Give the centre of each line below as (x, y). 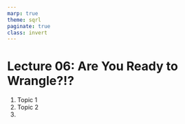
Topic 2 (28, 108)
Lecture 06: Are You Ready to (93, 66)
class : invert (28, 33)
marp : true (23, 13)
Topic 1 (27, 100)
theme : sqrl (24, 20)
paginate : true (29, 26)
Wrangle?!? (41, 81)
